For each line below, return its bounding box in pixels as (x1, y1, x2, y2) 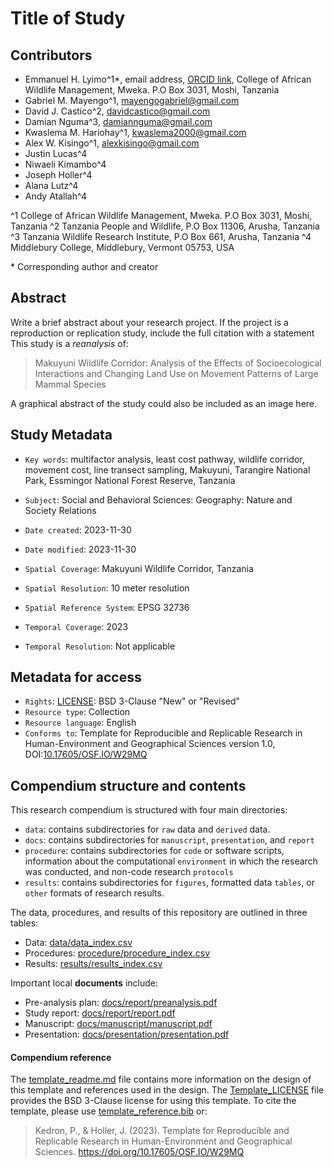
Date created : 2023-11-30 (24, 523, 132, 536)
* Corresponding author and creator (10, 261, 159, 272)
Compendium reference (10, 1051, 112, 1063)
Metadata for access (10, 669, 142, 686)
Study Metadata (10, 427, 113, 444)
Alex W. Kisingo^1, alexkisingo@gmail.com (24, 137, 200, 149)
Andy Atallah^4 (24, 190, 87, 202)
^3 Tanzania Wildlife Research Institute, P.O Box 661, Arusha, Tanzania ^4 (10, 231, 312, 242)
